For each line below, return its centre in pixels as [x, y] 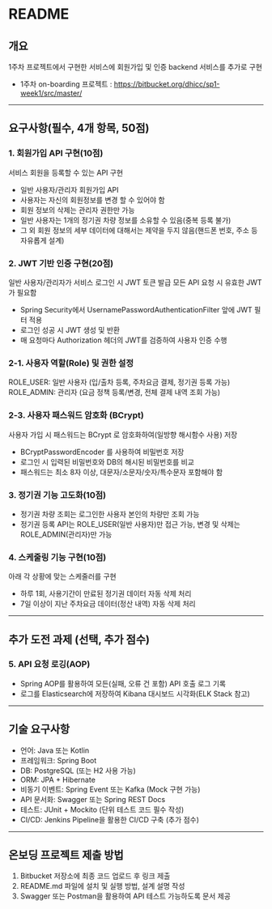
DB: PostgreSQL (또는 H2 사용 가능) [78, 771]
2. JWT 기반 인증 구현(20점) [61, 263]
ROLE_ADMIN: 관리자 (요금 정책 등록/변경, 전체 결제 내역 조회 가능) [115, 393]
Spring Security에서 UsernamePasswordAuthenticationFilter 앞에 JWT [136, 309]
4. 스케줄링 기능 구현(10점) [57, 557]
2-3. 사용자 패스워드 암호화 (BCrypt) [76, 415]
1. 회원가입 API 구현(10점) [56, 153]
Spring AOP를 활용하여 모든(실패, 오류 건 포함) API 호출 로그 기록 [123, 683]
